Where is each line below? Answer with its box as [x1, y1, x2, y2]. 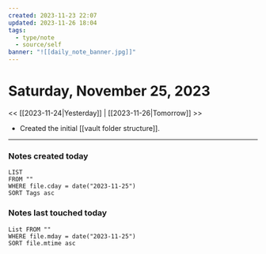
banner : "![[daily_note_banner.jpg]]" [8, 48, 136, 56]
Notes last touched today [8, 207, 108, 219]
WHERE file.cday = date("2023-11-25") [8, 182, 136, 190]
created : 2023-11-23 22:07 [8, 11, 97, 20]
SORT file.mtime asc [8, 239, 77, 247]
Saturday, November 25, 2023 [8, 82, 211, 100]
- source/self [15, 41, 62, 49]
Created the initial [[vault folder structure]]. [19, 123, 160, 133]
